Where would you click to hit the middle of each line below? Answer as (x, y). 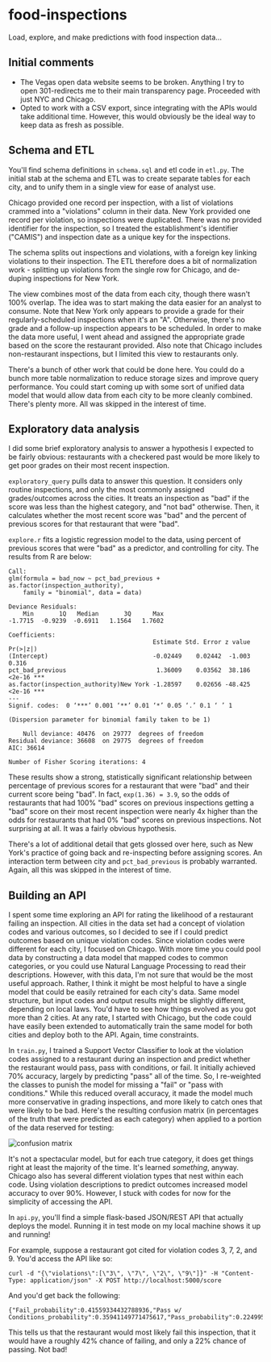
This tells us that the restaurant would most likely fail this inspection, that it (132, 1332)
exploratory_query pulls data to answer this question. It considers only (126, 481)
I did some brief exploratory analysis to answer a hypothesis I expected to (131, 449)
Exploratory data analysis (74, 429)
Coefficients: (32, 635)
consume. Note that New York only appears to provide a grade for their (126, 311)
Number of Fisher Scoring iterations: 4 (77, 762)
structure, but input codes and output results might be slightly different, (127, 1001)
